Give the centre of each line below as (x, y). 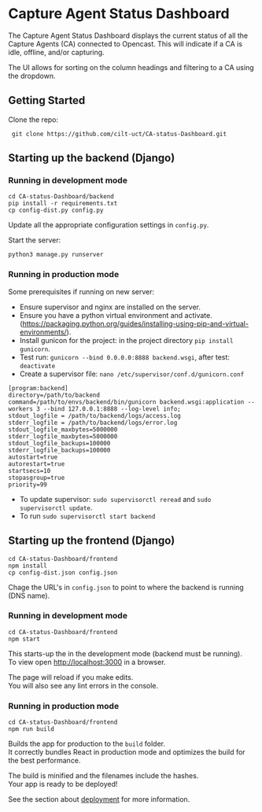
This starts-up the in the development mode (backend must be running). (125, 653)
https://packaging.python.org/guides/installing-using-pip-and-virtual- (136, 323)
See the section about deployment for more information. (99, 799)
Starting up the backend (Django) (92, 158)
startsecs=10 (30, 471)
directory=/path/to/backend (54, 395)
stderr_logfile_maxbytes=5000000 (63, 436)
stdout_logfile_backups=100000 (59, 443)
